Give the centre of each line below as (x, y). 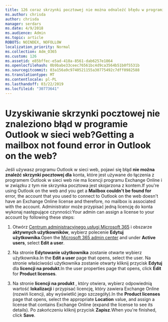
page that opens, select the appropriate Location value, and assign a (83, 300)
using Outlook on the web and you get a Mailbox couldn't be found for (78, 191)
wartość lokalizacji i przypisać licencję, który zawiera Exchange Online (86, 289)
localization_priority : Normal (38, 47)
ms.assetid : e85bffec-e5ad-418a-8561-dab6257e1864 (59, 61)
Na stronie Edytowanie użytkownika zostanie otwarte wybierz (77, 253)
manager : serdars (23, 24)
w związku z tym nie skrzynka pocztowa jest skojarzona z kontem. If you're (82, 186)
